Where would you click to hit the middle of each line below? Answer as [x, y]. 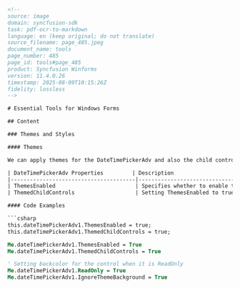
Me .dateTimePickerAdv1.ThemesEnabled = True [75, 245]
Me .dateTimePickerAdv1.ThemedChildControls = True [84, 251]
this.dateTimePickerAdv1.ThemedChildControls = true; [89, 232]
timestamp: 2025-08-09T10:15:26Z [57, 82]
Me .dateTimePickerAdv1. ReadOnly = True [67, 271]
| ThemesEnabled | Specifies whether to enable [118, 186]
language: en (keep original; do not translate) [81, 36]
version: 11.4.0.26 [36, 76]
